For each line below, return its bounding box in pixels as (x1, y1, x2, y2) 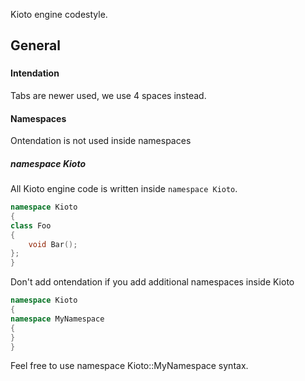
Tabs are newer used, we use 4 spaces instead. (10, 89, 207, 101)
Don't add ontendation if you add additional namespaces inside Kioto (10, 276, 295, 288)
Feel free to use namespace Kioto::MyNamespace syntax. (10, 360, 249, 372)
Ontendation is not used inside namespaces (10, 135, 192, 147)
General (10, 37, 62, 54)
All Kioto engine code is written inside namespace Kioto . (10, 183, 238, 195)
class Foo (10, 220, 52, 231)
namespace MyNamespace (10, 314, 105, 324)
